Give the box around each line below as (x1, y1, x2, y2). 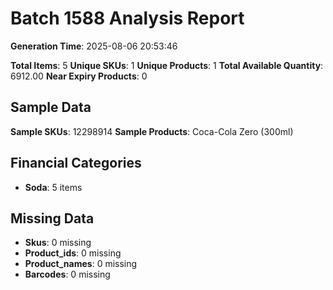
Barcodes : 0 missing (24, 268, 111, 281)
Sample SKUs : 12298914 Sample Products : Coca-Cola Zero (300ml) (10, 125, 294, 137)
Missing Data (10, 210, 95, 227)
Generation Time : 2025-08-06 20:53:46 (10, 40, 178, 52)
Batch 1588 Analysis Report (10, 7, 245, 30)
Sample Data (10, 99, 92, 116)
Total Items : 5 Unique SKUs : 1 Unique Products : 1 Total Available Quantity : (10, 59, 324, 71)
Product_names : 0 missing (24, 258, 138, 270)
